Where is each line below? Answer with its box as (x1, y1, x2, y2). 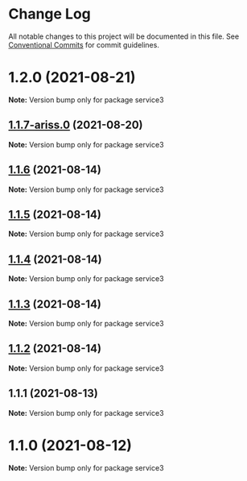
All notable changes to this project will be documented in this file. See (8, 31, 240, 41)
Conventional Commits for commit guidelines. (8, 39, 159, 49)
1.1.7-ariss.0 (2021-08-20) (8, 118, 143, 132)
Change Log (8, 5, 91, 23)
